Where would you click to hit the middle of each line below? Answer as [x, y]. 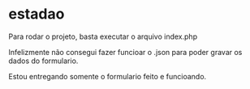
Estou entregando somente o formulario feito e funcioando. [108, 76]
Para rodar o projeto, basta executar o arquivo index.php [103, 36]
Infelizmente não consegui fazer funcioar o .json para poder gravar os [125, 52]
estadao [37, 14]
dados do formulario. [43, 61]
